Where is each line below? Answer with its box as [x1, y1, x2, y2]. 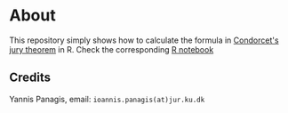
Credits [9, 70, 52, 85]
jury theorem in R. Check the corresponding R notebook [9, 44, 214, 54]
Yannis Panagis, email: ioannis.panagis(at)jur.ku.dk [9, 93, 205, 104]
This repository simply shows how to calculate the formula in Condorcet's [9, 35, 279, 45]
